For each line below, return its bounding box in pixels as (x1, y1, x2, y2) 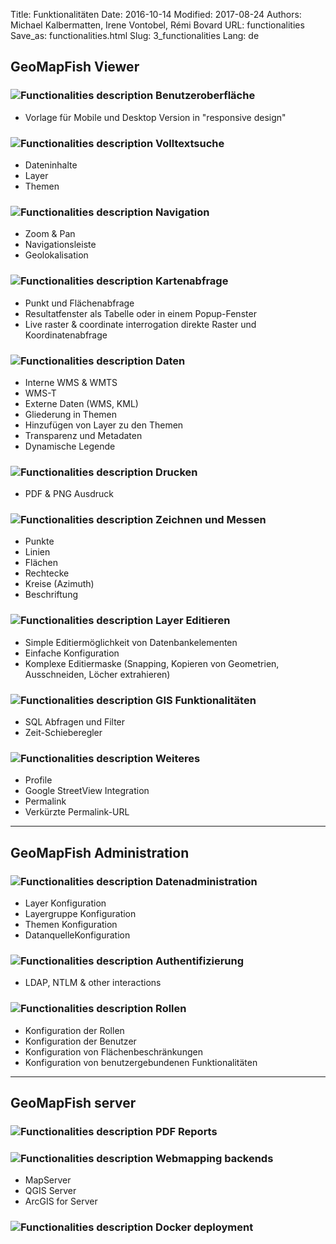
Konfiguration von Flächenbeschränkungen (24, 1045, 203, 1058)
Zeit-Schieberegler (24, 727, 103, 739)
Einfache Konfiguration (24, 647, 120, 659)
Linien (24, 546, 51, 558)
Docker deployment (155, 1220, 254, 1234)
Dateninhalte (24, 159, 78, 171)
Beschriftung (24, 589, 79, 601)
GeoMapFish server (10, 1095, 137, 1112)
